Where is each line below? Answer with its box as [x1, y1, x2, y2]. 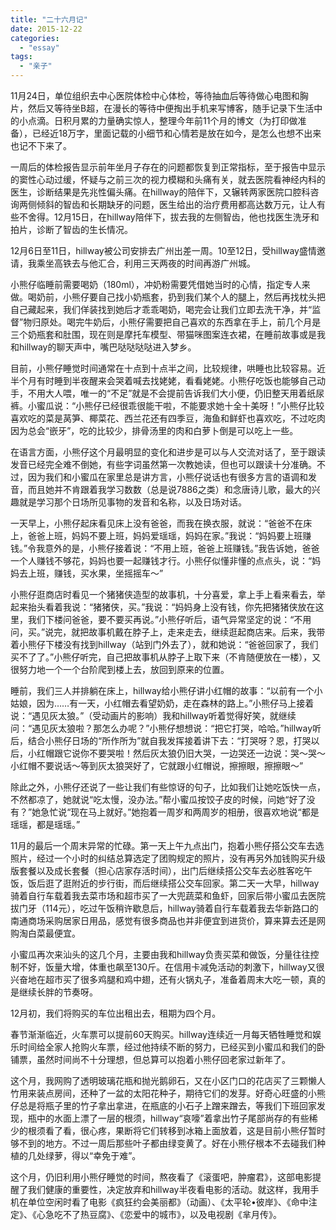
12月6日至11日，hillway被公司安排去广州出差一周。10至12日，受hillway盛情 [10, 245, 317, 256]
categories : [10, 33, 60, 43]
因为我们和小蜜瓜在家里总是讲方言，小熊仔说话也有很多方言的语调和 [27, 471, 308, 483]
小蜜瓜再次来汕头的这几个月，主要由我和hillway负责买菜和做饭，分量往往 [10, 949, 311, 960]
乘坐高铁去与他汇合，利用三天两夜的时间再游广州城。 [36, 257, 256, 269]
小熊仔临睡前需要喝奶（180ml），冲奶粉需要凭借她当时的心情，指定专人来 [10, 279, 311, 290]
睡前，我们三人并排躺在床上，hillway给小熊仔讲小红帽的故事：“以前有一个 [10, 685, 315, 696]
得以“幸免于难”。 [71, 1150, 142, 1161]
